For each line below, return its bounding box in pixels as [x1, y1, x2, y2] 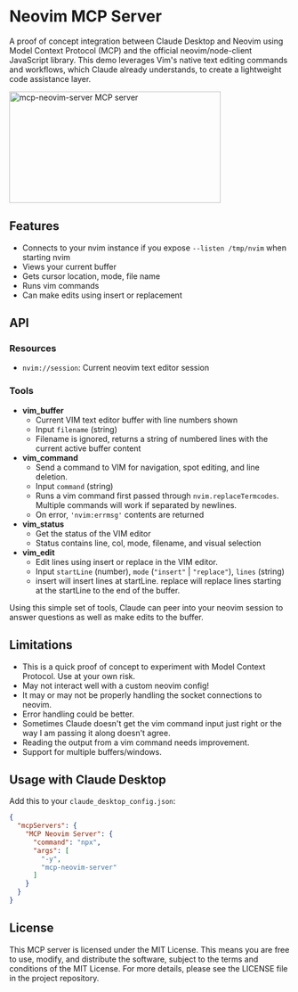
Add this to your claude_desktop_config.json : [9, 796, 176, 807]
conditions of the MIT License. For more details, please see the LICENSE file [9, 963, 288, 973]
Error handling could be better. [21, 709, 135, 719]
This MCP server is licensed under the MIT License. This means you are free [9, 944, 290, 955]
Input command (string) [35, 480, 114, 491]
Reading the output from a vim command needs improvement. [21, 737, 250, 748]
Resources [9, 342, 57, 355]
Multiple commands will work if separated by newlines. [35, 499, 238, 510]
